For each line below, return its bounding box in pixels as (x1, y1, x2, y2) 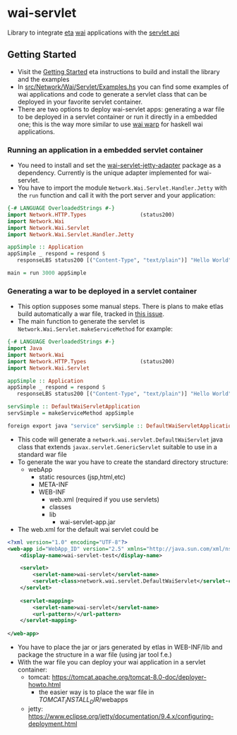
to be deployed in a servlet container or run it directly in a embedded (17, 112, 217, 121)
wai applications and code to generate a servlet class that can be (17, 90, 207, 98)
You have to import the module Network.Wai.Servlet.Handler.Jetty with (17, 183, 227, 192)
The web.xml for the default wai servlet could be (17, 525, 159, 533)
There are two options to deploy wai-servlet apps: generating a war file (17, 104, 225, 114)
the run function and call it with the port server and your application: (17, 191, 216, 200)
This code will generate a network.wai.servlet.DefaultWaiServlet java (17, 435, 224, 444)
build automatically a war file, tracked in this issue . (17, 310, 164, 318)
